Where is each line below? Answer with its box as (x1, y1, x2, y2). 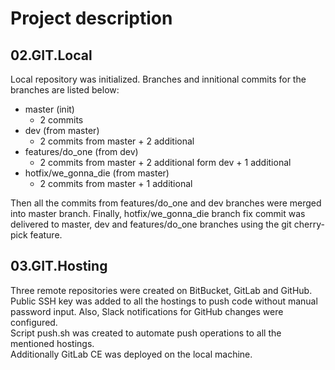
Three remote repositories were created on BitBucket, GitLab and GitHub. (10, 284, 313, 296)
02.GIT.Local (10, 47, 93, 64)
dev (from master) (24, 125, 100, 136)
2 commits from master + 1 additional (39, 178, 193, 189)
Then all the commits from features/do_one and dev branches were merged (10, 197, 322, 209)
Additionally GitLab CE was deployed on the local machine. (10, 348, 253, 360)
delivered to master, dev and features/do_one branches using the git (10, 218, 292, 230)
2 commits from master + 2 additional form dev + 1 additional (39, 157, 292, 168)
